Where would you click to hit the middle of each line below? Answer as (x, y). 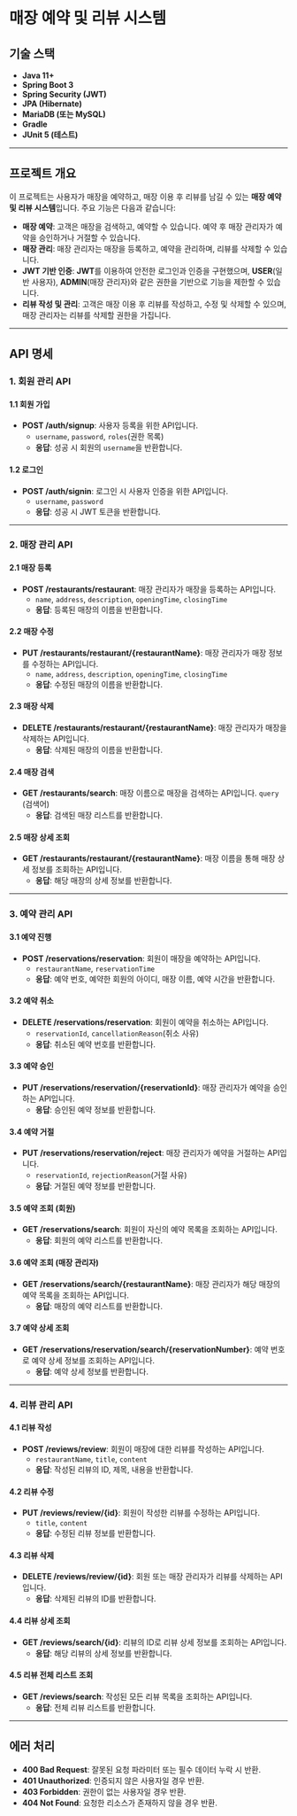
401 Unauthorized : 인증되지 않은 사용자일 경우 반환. (113, 1781)
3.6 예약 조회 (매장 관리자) (54, 1262)
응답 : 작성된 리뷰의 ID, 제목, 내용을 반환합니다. (114, 1469)
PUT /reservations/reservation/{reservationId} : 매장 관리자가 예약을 (146, 1087)
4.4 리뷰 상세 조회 (40, 1620)
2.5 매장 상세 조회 (40, 837)
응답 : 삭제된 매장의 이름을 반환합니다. (99, 750)
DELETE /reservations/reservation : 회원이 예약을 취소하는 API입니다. (145, 1022)
